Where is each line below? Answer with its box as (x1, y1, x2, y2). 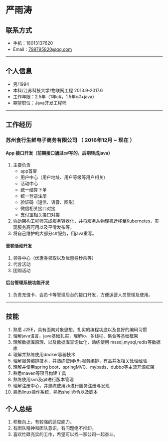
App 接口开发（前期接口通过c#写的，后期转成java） (5, 150, 113, 156)
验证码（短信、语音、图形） (20, 199, 78, 205)
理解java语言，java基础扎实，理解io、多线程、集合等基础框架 (12, 332, 139, 339)
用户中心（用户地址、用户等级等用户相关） (20, 174, 108, 180)
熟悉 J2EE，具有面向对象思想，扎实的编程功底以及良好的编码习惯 (12, 326, 148, 332)
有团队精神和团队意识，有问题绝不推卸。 (12, 425, 96, 431)
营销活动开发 (5, 243, 32, 249)
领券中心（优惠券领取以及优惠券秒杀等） (12, 255, 96, 261)
